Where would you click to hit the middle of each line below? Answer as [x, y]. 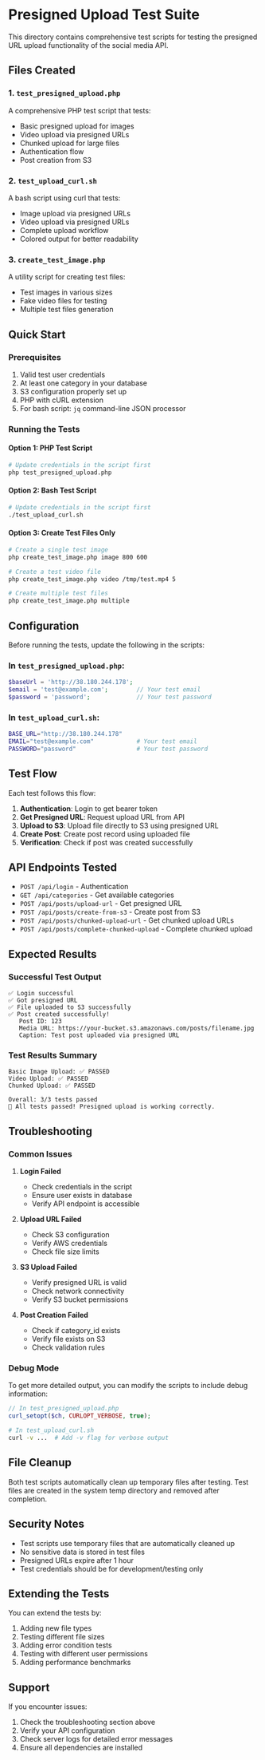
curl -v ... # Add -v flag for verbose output [89, 1438]
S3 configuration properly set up [73, 391]
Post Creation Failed [54, 1315]
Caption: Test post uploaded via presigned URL [99, 1035]
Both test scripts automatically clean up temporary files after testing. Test [129, 1481]
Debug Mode [34, 1368]
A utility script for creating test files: [67, 277]
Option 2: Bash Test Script [53, 490]
